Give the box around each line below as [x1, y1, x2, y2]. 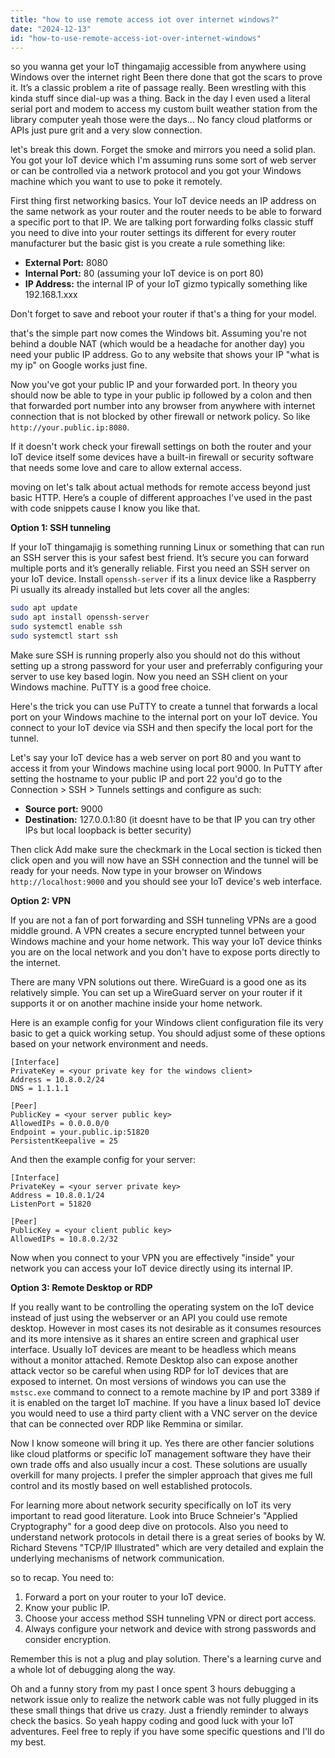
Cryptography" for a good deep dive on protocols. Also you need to [10, 1520, 289, 1532]
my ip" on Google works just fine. [10, 359, 148, 371]
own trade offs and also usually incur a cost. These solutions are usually [10, 1458, 308, 1470]
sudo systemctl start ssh [10, 631, 118, 641]
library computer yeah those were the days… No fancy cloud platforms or [10, 114, 313, 126]
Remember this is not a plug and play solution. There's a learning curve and [10, 1652, 322, 1665]
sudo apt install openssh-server [10, 612, 150, 623]
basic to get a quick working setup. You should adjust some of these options [10, 1027, 326, 1039]
